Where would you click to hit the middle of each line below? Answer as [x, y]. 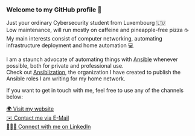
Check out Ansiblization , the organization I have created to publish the [94, 73]
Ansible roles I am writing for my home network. [66, 79]
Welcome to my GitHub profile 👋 [54, 10]
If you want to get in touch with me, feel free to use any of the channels [95, 91]
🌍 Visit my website [30, 109]
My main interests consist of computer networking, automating [85, 39]
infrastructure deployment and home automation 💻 [70, 45]
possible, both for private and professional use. [65, 66]
